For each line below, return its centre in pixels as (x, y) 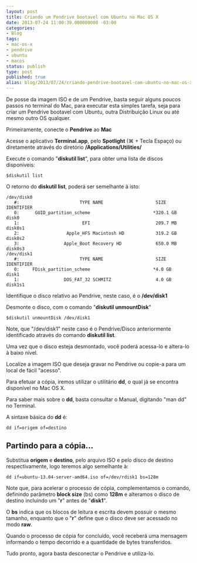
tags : (13, 39)
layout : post (22, 11)
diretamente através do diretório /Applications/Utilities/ (74, 147)
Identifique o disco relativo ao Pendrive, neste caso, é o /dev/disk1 (87, 296)
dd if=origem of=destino (36, 428)
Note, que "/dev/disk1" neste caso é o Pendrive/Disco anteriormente (89, 329)
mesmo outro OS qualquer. (39, 118)
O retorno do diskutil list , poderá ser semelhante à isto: (73, 186)
